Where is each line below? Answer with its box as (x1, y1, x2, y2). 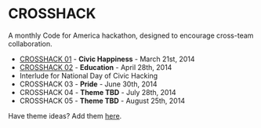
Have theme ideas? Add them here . (8, 111, 122, 120)
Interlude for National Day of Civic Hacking (19, 71, 158, 80)
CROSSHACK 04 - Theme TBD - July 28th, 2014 (19, 87, 176, 97)
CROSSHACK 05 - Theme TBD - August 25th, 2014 (19, 96, 186, 105)
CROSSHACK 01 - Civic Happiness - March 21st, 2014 (19, 54, 195, 64)
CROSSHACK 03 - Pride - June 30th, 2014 (19, 79, 158, 89)
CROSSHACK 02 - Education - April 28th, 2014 (19, 62, 172, 71)
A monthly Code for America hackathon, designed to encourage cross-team (8, 31, 254, 40)
